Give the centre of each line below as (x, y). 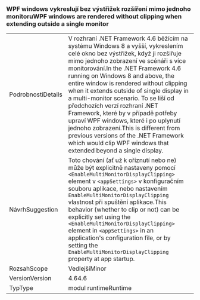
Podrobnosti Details (36, 94)
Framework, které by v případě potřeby (123, 114)
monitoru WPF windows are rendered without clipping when (94, 16)
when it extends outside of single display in (129, 91)
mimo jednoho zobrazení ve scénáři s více (127, 61)
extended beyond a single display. (116, 151)
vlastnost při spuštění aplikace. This (117, 202)
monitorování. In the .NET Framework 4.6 (125, 69)
